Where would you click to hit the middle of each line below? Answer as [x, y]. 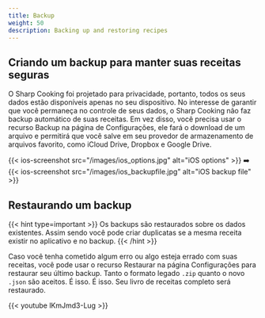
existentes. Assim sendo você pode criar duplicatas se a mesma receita [125, 232]
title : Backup [32, 15]
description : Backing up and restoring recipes [88, 30]
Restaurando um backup [70, 205]
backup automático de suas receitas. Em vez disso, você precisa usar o [125, 119]
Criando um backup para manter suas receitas [125, 62]
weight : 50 [26, 23]
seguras [29, 75]
